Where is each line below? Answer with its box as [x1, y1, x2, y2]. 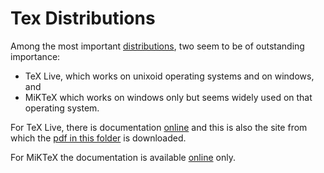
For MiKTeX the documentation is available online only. [10, 151, 236, 163]
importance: [10, 50, 61, 62]
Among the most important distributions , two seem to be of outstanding [10, 40, 305, 52]
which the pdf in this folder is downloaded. [10, 132, 187, 144]
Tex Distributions [10, 7, 156, 30]
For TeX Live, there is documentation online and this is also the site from [10, 121, 308, 133]
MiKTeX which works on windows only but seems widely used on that [24, 91, 313, 103]
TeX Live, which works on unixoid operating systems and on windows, [24, 70, 315, 82]
